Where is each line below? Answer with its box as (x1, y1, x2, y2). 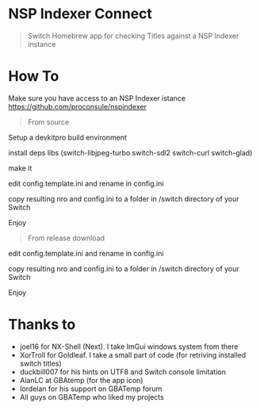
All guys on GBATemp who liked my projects (19, 392, 164, 401)
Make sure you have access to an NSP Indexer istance (8, 93, 186, 103)
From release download (27, 233, 105, 243)
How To (8, 67, 59, 86)
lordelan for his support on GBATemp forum (19, 384, 162, 393)
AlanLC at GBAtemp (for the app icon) (19, 375, 143, 385)
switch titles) (19, 358, 62, 368)
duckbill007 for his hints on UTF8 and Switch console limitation (19, 366, 226, 377)
